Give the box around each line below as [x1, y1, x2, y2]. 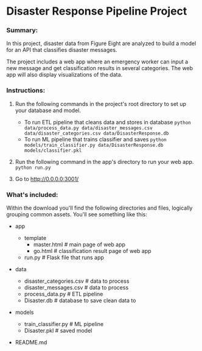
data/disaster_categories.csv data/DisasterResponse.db [24, 130, 169, 136]
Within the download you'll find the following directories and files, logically [6, 204, 193, 211]
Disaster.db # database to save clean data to [24, 297, 136, 304]
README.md [15, 339, 47, 346]
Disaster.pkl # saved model [24, 327, 92, 335]
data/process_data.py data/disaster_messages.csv [24, 125, 153, 131]
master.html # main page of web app [33, 241, 126, 248]
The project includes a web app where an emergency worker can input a [6, 58, 189, 65]
